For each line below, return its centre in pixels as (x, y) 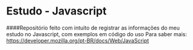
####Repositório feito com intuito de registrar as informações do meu (93, 28)
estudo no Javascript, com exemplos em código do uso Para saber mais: (96, 34)
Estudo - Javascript (56, 11)
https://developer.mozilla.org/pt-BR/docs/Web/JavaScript (78, 40)
